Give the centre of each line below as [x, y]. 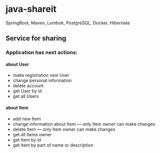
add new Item [27, 119]
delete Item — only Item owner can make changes [64, 129]
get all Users [26, 96]
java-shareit [31, 9]
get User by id [27, 91]
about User [17, 64]
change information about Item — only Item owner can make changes [84, 124]
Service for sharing [36, 38]
